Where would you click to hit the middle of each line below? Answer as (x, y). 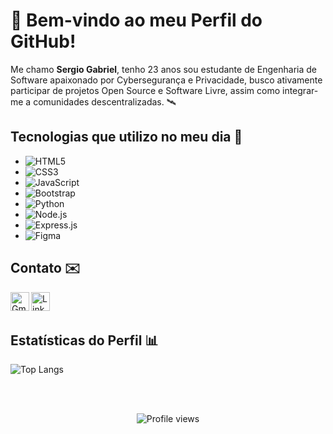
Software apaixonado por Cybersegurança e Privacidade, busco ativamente (166, 80)
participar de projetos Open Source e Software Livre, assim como (145, 90)
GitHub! (43, 41)
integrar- (300, 90)
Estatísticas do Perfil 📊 (84, 340)
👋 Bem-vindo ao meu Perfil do (136, 20)
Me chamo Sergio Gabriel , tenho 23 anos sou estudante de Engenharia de (163, 69)
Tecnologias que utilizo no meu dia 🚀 (126, 137)
